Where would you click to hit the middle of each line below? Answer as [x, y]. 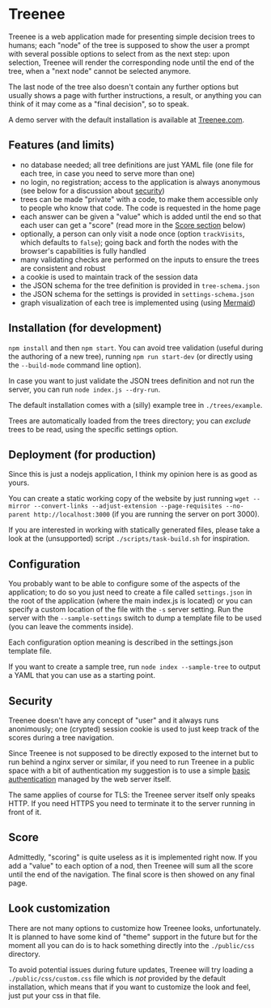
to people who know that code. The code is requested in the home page [140, 208]
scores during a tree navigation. [61, 738]
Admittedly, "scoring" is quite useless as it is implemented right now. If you [133, 857]
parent [19, 515]
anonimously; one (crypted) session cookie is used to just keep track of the [134, 729]
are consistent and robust [63, 268]
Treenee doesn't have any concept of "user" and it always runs [114, 720]
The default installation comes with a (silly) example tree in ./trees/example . [135, 405]
